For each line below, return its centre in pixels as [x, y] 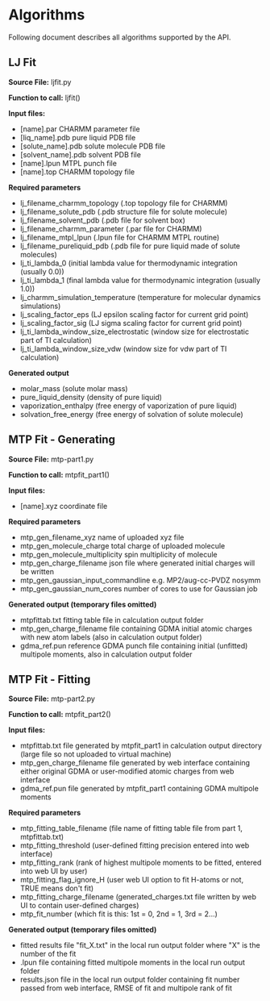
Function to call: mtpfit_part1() [59, 474]
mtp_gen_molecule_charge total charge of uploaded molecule [123, 545]
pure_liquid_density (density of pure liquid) [91, 397]
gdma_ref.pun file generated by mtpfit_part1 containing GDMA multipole [139, 789]
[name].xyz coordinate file [64, 506]
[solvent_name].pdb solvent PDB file [80, 154]
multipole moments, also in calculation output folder [106, 654]
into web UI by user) [54, 871]
